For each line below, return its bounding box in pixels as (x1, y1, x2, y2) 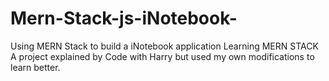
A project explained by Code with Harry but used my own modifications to (10, 50, 315, 62)
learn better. (10, 61, 61, 73)
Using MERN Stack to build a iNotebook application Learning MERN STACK (10, 40, 319, 52)
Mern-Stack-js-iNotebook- (10, 7, 238, 30)
